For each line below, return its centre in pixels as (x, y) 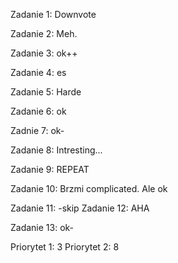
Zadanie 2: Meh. (44, 33)
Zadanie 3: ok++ (44, 53)
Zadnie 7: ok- (37, 130)
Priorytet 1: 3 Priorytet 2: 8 (65, 247)
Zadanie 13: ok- (42, 227)
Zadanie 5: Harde (46, 92)
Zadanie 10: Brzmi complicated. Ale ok (89, 188)
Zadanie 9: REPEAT (50, 169)
